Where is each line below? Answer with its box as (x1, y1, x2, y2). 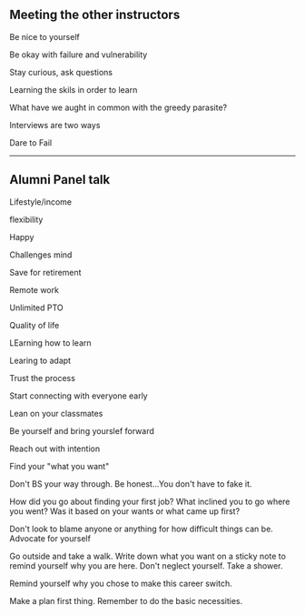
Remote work (9, 284, 59, 295)
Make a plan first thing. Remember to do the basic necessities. (9, 595, 243, 606)
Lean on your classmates (9, 408, 103, 418)
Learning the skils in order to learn (9, 84, 138, 95)
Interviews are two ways (9, 119, 101, 130)
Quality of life (9, 319, 60, 330)
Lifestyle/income (9, 196, 73, 207)
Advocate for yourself (9, 532, 91, 544)
